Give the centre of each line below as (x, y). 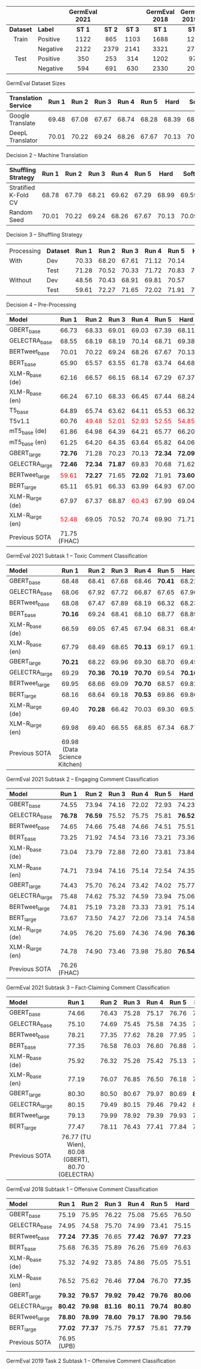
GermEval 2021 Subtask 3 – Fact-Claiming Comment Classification (88, 988)
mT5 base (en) (28, 443)
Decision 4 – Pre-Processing (41, 305)
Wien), (76, 1145)
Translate (22, 123)
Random (21, 212)
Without (20, 280)
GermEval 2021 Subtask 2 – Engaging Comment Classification (82, 780)
